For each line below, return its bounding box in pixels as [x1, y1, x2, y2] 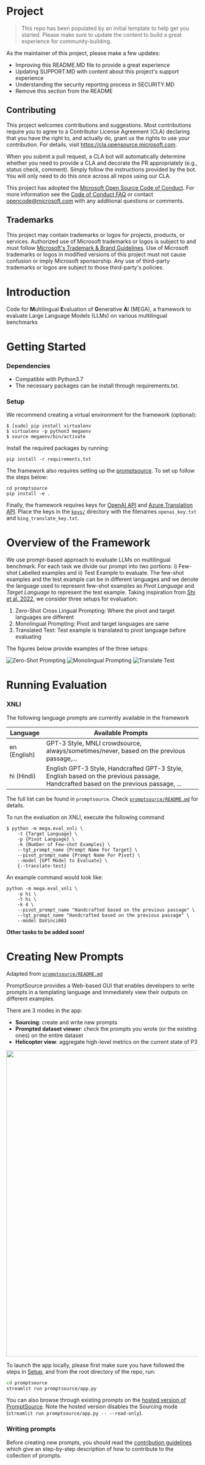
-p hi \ [17, 891, 37, 897]
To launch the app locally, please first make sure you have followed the [6, 1361, 185, 1369]
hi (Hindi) [9, 771, 37, 780]
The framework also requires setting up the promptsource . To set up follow [6, 467, 195, 474]
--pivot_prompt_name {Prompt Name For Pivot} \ [17, 852, 140, 858]
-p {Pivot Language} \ [17, 836, 75, 842]
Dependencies [6, 361, 51, 370]
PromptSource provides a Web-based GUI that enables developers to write [6, 981, 195, 989]
